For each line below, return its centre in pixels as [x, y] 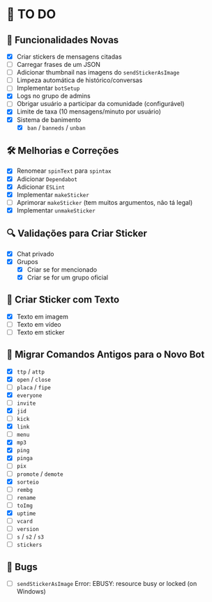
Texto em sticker [40, 332]
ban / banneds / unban [56, 128]
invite [26, 403]
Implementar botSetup [48, 88]
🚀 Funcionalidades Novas [63, 40]
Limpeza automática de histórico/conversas [79, 80]
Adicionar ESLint [41, 187]
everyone [29, 395]
